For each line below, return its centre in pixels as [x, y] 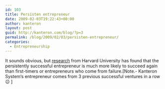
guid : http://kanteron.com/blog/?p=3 [44, 33]
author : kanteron [23, 23]
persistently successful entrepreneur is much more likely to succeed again [82, 66]
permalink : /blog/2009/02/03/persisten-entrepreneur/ [62, 38]
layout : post [19, 28]
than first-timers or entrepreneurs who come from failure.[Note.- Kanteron [81, 71]
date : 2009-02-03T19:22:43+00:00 [40, 19]
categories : [17, 42]
